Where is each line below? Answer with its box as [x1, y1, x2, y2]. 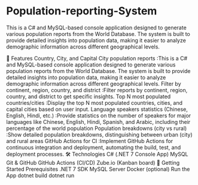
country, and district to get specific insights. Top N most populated [6, 93, 171, 100]
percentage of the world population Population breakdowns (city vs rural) [6, 125, 187, 132]
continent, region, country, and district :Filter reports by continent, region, [6, 86, 188, 93]
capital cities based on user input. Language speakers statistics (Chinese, [6, 105, 188, 113]
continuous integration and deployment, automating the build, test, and [6, 144, 181, 151]
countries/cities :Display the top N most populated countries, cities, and [6, 99, 183, 106]
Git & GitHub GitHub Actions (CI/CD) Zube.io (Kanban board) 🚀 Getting [6, 159, 180, 166]
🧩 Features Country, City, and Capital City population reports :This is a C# [6, 54, 188, 62]
